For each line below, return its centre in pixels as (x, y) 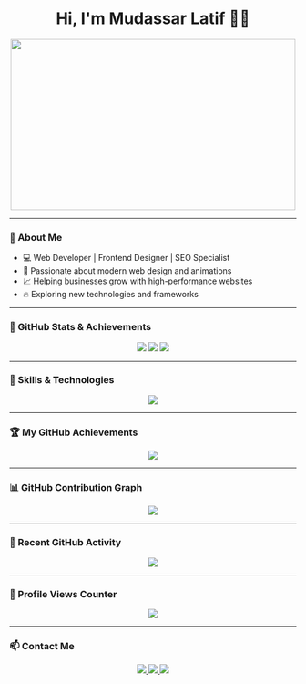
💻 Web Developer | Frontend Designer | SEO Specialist (126, 258)
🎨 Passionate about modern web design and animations (127, 271)
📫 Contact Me (42, 646)
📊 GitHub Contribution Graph (76, 488)
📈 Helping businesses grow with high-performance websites (138, 281)
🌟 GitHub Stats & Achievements (81, 327)
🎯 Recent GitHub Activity (65, 543)
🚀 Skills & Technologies (62, 380)
